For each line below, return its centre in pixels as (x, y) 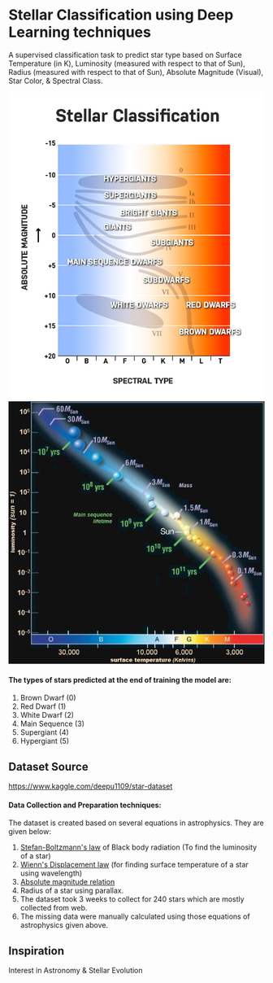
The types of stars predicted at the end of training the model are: (120, 679)
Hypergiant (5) (45, 741)
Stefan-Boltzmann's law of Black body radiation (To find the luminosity (139, 847)
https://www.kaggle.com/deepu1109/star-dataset (91, 786)
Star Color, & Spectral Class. (56, 81)
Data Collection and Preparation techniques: (85, 805)
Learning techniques (80, 32)
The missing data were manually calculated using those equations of (135, 916)
